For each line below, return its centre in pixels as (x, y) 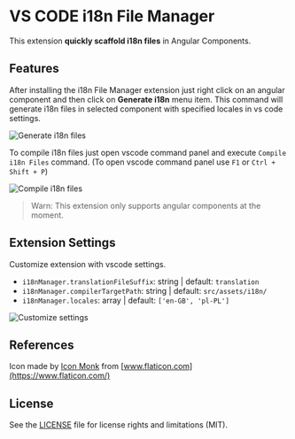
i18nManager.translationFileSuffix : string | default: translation (140, 281)
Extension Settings (62, 243)
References (42, 345)
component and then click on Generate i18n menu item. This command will (146, 99)
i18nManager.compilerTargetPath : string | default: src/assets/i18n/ (144, 290)
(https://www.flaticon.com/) (60, 376)
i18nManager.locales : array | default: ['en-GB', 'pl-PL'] (126, 300)
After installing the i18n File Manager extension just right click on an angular (147, 89)
